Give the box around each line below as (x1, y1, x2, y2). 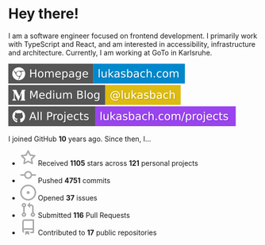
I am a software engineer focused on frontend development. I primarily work (8, 31, 258, 40)
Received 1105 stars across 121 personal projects (37, 158, 198, 167)
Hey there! (8, 5, 79, 23)
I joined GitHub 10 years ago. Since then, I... (8, 134, 152, 144)
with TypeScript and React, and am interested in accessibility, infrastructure (8, 39, 256, 48)
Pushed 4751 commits (37, 175, 111, 185)
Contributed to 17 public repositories (37, 228, 157, 237)
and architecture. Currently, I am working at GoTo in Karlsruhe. (8, 48, 213, 57)
